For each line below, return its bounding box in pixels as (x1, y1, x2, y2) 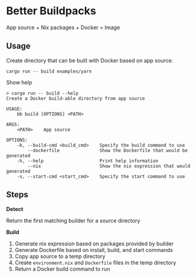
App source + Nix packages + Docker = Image (6, 24, 120, 31)
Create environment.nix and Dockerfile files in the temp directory (14, 259, 177, 266)
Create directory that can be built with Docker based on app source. (6, 56, 174, 64)
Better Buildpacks (6, 4, 97, 18)
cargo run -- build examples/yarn (6, 68, 92, 74)
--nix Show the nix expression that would (27, 163, 191, 169)
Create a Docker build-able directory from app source (6, 95, 145, 102)
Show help (6, 78, 33, 86)
